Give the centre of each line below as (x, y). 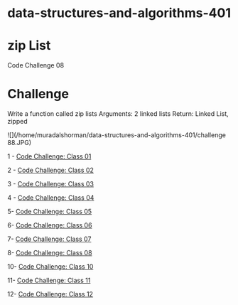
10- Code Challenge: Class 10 (50, 267)
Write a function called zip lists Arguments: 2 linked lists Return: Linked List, (118, 114)
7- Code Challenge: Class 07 (49, 239)
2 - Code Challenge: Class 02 (51, 170)
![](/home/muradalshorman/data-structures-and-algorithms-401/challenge (117, 135)
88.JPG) (20, 143)
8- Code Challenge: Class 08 (50, 253)
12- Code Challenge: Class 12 (50, 294)
